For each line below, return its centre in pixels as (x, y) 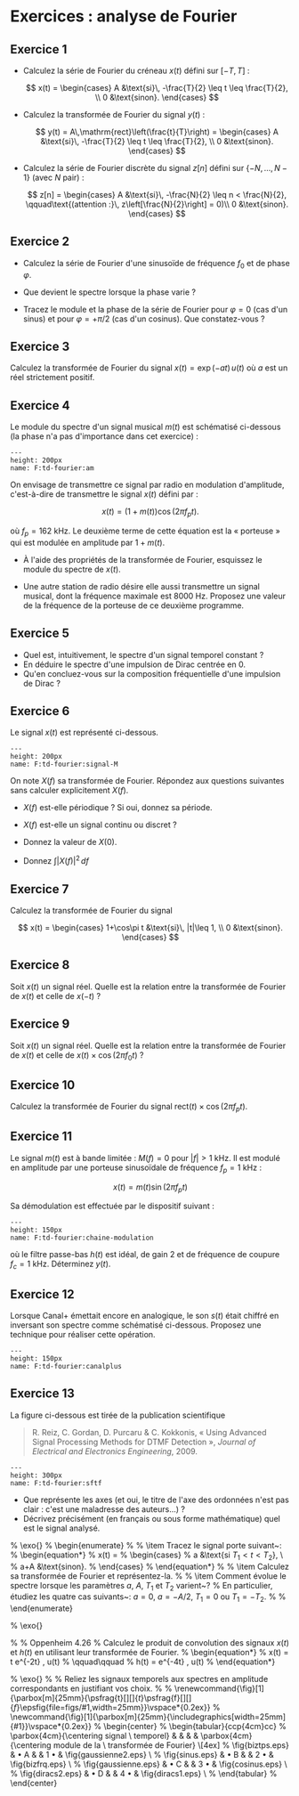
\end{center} (34, 1784)
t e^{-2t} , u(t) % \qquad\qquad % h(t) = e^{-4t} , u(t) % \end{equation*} (143, 1662)
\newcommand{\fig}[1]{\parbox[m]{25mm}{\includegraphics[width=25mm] (148, 1717)
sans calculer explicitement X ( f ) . (69, 791)
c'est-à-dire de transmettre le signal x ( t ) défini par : (104, 494)
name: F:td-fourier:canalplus (66, 1366)
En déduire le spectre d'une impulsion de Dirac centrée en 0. (134, 664)
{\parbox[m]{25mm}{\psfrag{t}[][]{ (74, 1698)
